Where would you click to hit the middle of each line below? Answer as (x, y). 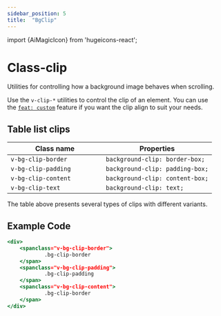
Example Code (39, 226)
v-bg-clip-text (36, 188)
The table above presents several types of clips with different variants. (107, 204)
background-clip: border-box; (155, 159)
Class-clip (37, 67)
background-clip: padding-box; (157, 169)
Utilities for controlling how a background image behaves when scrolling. (111, 86)
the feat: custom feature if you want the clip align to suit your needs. (105, 107)
